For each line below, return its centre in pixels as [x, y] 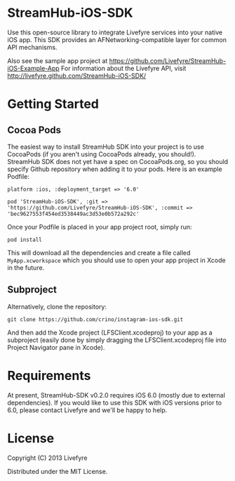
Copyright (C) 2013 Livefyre [47, 458]
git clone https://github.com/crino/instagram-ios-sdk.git [95, 319]
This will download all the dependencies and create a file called [99, 252]
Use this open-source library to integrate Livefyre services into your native [115, 32]
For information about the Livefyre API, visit [123, 68]
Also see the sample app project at [58, 60]
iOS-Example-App [33, 68]
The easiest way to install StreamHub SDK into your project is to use [106, 147]
